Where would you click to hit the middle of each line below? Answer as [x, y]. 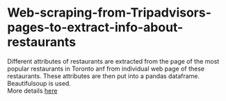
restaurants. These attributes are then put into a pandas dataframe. [104, 76]
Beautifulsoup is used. [39, 83]
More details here [32, 91]
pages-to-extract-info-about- [95, 27]
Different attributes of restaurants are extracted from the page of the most [113, 61]
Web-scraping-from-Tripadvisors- [110, 13]
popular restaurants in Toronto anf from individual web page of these [106, 68]
